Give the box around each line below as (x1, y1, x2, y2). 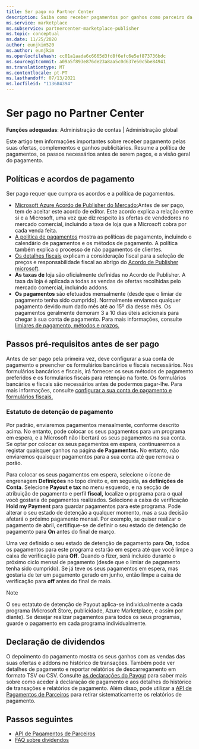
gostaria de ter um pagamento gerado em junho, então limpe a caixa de (6, 571, 182, 578)
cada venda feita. (14, 227, 58, 234)
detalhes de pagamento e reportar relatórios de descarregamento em (6, 666, 176, 673)
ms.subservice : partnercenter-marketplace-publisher (6, 25, 140, 32)
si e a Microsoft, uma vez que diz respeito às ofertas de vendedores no (14, 214, 189, 221)
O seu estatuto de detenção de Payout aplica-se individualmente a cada (6, 601, 183, 608)
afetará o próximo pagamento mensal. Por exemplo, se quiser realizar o (6, 515, 181, 522)
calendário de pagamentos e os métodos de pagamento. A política (14, 239, 178, 246)
